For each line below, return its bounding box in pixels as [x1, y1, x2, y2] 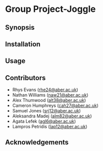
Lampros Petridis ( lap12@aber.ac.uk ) [12, 124, 88, 130]
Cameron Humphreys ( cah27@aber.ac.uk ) [12, 102, 99, 108]
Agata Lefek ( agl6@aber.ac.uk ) [12, 118, 76, 124]
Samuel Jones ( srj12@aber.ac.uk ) [12, 108, 81, 114]
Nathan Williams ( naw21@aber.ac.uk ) [12, 92, 89, 98]
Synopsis [5, 23, 35, 32]
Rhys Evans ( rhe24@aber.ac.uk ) [12, 87, 78, 93]
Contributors [5, 73, 46, 82]
